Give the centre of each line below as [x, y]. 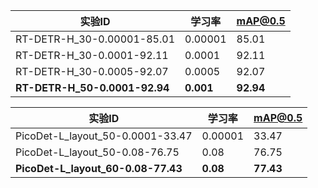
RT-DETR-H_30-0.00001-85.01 [95, 39]
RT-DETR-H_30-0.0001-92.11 [92, 55]
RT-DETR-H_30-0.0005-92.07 [92, 71]
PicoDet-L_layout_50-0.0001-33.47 [104, 136]
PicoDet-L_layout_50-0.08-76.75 [97, 152]
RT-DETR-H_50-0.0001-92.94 [92, 87]
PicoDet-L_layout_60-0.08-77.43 [99, 168]
